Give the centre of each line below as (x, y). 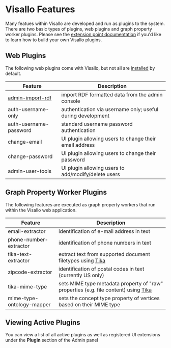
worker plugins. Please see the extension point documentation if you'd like (83, 34)
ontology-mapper (29, 304)
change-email (25, 142)
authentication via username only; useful (110, 109)
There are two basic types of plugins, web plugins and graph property (79, 29)
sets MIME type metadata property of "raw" (111, 283)
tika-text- (20, 254)
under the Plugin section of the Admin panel (52, 340)
